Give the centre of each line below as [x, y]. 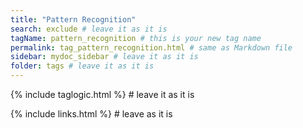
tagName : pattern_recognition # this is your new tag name [136, 38]
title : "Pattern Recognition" [73, 19]
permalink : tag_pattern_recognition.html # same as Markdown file [151, 47]
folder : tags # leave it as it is [82, 66]
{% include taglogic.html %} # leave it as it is [102, 94]
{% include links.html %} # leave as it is [91, 114]
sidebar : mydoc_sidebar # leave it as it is [104, 57]
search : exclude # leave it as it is [89, 29]
